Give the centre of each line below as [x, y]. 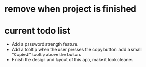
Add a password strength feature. [45, 44]
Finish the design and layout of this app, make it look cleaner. [73, 60]
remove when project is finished [70, 9]
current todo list [37, 31]
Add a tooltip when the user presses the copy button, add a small [76, 50]
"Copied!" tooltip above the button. [46, 54]
